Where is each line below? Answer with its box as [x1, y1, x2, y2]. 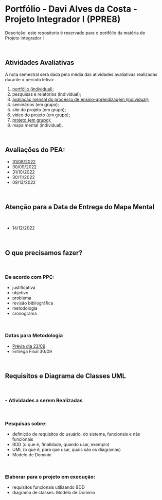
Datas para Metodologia [5, 332, 63, 339]
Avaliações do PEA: [5, 146, 66, 154]
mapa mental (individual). [12, 122, 63, 128]
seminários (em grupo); [12, 101, 59, 107]
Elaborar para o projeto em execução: [5, 473, 96, 480]
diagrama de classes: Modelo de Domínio [12, 490, 96, 496]
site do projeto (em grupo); [12, 107, 66, 112]
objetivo [12, 290, 29, 296]
